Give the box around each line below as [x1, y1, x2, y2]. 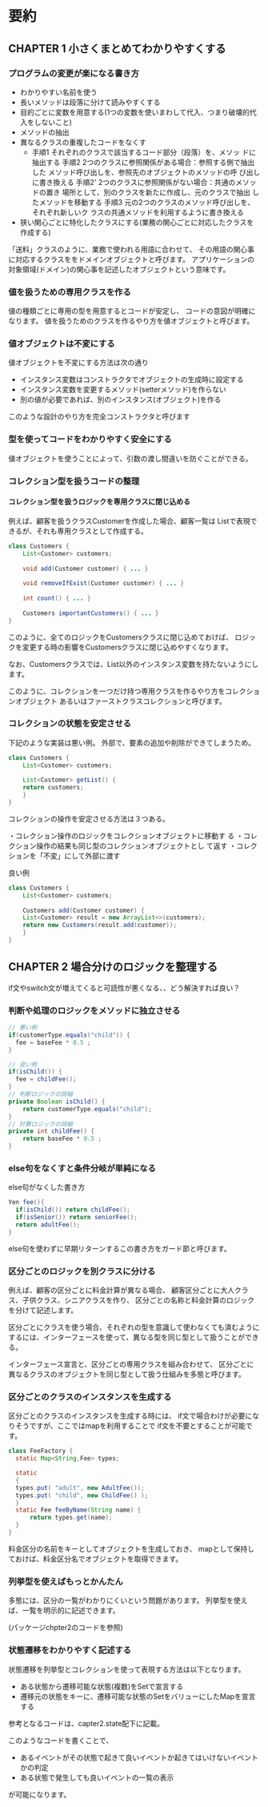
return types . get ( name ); [29, 1514, 113, 1522]
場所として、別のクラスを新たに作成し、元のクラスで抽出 [62, 187, 250, 197]
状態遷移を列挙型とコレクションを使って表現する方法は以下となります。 [8, 1664, 246, 1674]
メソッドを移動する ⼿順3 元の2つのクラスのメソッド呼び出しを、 [38, 197, 255, 207]
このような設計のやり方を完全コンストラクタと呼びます [8, 412, 190, 421]
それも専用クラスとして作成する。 [35, 526, 148, 536]
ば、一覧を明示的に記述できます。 [8, 1606, 120, 1616]
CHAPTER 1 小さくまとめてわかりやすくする [8, 42, 226, 55]
